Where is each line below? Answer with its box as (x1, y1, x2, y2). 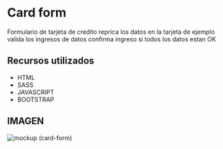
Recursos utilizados (7, 55, 95, 67)
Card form (7, 5, 67, 21)
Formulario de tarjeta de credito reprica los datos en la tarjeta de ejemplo (7, 28, 215, 36)
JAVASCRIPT (17, 88, 55, 96)
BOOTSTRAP (17, 95, 55, 103)
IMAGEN (7, 115, 44, 127)
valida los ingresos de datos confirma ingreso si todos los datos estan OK (7, 34, 216, 43)
